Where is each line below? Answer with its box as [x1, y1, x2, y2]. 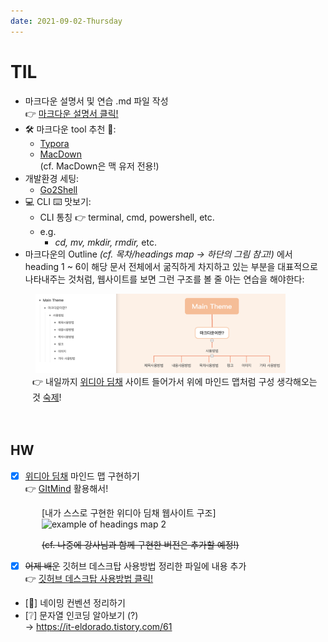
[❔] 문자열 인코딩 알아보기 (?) [24, 609, 139, 621]
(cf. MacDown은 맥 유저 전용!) [39, 160, 160, 172]
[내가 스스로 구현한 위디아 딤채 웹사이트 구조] [41, 506, 217, 519]
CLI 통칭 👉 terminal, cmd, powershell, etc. [39, 211, 215, 223]
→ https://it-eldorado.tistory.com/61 [24, 620, 173, 632]
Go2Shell [39, 183, 78, 195]
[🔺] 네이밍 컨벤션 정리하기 [24, 596, 126, 609]
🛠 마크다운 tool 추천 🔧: [24, 123, 117, 135]
